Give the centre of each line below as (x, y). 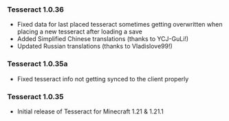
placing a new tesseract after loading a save (79, 31)
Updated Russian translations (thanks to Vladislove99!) (95, 46)
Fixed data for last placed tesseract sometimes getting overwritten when (120, 25)
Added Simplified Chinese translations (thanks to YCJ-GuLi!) (103, 39)
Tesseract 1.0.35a (37, 64)
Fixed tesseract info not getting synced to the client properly (103, 79)
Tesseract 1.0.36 (35, 10)
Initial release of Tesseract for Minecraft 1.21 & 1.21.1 (90, 111)
